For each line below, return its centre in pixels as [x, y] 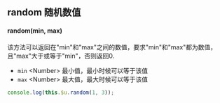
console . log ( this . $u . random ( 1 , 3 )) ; [61, 93]
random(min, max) [35, 31]
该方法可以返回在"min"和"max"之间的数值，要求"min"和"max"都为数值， [112, 47]
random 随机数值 [44, 13]
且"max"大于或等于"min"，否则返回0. [61, 56]
